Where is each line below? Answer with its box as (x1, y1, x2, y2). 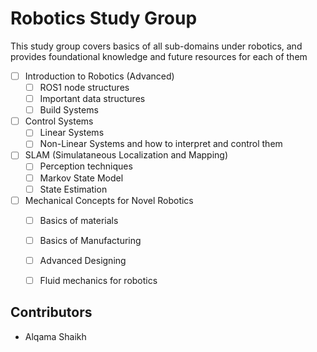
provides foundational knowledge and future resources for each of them (10, 50, 308, 62)
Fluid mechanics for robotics (39, 274, 158, 286)
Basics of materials (39, 214, 119, 226)
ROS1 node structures (39, 82, 130, 93)
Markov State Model (39, 172, 124, 184)
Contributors (10, 304, 93, 321)
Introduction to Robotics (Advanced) (24, 70, 175, 82)
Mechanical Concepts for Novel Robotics (24, 194, 194, 206)
